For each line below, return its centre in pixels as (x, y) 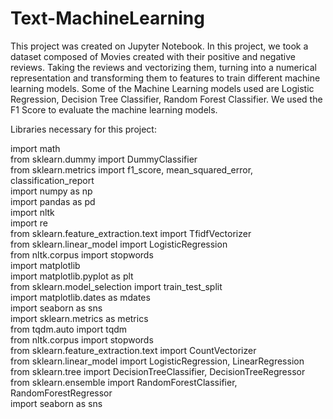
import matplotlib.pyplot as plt (72, 276)
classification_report (52, 180)
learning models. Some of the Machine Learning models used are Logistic (162, 88)
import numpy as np (51, 191)
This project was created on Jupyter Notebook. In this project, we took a (159, 46)
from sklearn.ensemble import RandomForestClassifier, (124, 382)
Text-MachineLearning (107, 18)
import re (29, 223)
